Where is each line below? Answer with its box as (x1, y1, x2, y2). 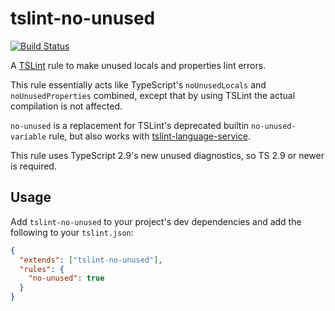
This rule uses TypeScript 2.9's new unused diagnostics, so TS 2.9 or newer (10, 149, 325, 161)
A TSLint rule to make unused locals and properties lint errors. (10, 59, 267, 71)
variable (10, 132, 47, 142)
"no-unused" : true (28, 273, 105, 284)
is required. (10, 160, 57, 172)
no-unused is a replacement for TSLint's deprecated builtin (10, 119, 250, 131)
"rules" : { (19, 264, 65, 274)
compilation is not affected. (10, 100, 123, 112)
